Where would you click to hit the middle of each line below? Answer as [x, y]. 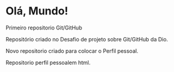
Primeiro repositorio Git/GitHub [44, 28]
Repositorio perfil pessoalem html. [48, 62]
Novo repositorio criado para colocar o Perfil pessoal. [72, 51]
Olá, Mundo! [37, 11]
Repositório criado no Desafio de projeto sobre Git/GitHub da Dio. [87, 39]
